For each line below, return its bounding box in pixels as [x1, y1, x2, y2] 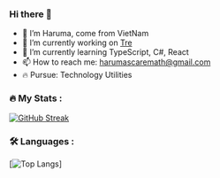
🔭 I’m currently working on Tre [21, 37, 133, 48]
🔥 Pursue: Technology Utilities [21, 70, 133, 81]
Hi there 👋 [9, 8, 53, 20]
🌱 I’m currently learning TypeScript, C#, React [21, 47, 190, 58]
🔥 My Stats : [9, 92, 63, 104]
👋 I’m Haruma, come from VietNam [21, 28, 149, 39]
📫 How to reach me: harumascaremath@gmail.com [21, 57, 211, 67]
